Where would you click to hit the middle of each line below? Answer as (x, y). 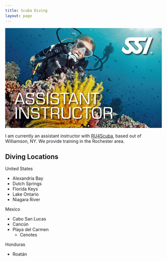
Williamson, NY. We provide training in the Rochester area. (65, 141)
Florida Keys (25, 189)
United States (19, 169)
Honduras (15, 245)
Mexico (13, 209)
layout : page (19, 16)
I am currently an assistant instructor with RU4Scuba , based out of (73, 136)
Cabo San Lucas (29, 219)
